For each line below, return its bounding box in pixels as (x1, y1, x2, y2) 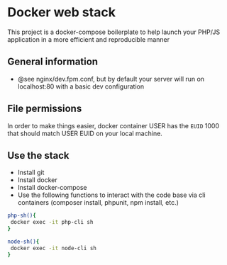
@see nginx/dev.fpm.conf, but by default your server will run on (17, 74, 204, 83)
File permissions (7, 103, 82, 115)
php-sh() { (7, 212, 37, 220)
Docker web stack (7, 4, 116, 21)
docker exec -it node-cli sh (10, 244, 97, 252)
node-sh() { (7, 238, 40, 245)
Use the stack (7, 150, 70, 162)
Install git (17, 168, 45, 177)
